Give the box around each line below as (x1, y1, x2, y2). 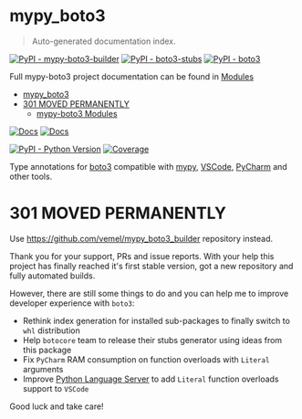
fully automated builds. (9, 270, 96, 281)
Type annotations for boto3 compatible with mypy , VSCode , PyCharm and (9, 161, 287, 172)
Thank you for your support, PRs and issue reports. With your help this (9, 250, 275, 261)
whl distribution (22, 325, 80, 336)
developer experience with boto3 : (9, 298, 135, 309)
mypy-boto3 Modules (36, 108, 118, 119)
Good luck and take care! (9, 401, 104, 412)
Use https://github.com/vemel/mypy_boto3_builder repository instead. (9, 233, 274, 244)
